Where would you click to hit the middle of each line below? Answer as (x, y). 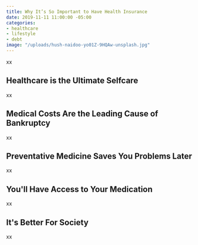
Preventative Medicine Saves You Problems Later (99, 156)
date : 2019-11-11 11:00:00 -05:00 (49, 17)
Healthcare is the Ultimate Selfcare (72, 81)
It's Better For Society (48, 222)
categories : (21, 23)
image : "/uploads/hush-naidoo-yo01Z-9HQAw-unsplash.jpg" (78, 45)
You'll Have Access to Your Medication (79, 189)
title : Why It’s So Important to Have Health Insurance (77, 12)
